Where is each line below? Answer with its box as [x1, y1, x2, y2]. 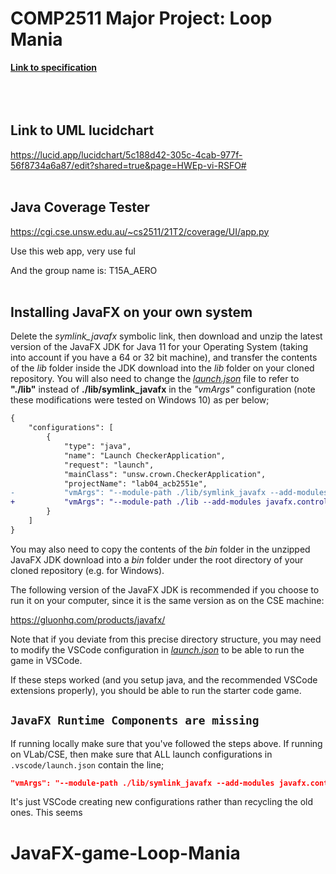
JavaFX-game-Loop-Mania [10, 842, 241, 864]
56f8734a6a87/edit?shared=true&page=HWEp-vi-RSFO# [10, 159, 247, 171]
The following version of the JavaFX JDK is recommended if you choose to [10, 583, 320, 596]
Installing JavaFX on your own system [10, 303, 253, 321]
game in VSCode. [10, 654, 83, 666]
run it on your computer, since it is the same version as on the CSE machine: [10, 594, 325, 606]
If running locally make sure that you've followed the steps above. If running [10, 737, 323, 749]
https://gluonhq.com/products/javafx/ [10, 613, 166, 626]
